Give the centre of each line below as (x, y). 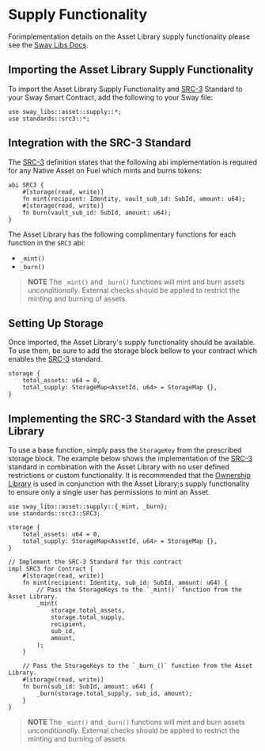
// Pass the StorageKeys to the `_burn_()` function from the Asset (138, 666)
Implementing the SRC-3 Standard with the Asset (132, 418)
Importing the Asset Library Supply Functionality (131, 70)
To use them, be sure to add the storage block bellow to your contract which (133, 351)
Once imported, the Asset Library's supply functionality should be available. (132, 343)
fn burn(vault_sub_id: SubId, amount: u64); (97, 212)
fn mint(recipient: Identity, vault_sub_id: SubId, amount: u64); (134, 199)
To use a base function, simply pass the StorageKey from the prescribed (125, 450)
